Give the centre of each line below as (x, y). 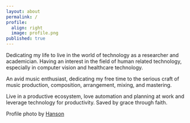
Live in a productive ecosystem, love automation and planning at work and (95, 96)
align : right (27, 28)
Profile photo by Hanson (35, 114)
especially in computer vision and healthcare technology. (75, 67)
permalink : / (22, 17)
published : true (26, 38)
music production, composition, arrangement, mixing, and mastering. (89, 85)
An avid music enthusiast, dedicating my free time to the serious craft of (93, 79)
